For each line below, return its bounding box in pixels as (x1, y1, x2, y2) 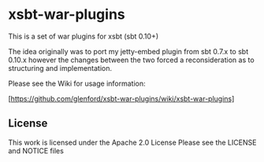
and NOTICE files (8, 145, 65, 155)
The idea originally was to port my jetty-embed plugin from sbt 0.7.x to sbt (8, 46, 249, 56)
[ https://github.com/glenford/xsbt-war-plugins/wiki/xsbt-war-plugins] (8, 94, 235, 103)
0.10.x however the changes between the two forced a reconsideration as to (8, 55, 255, 64)
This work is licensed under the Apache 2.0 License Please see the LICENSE (8, 138, 257, 147)
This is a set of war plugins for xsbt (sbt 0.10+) (8, 31, 159, 41)
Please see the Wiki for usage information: (8, 79, 146, 88)
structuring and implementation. (8, 63, 113, 72)
